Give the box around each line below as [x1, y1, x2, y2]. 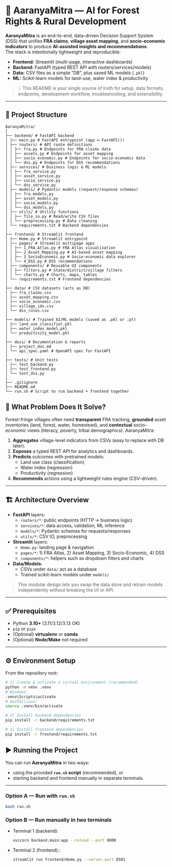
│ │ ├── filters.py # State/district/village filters [5, 268, 123, 273]
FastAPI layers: [12, 512, 45, 518]
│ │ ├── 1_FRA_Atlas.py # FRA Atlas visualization [5, 245, 116, 250]
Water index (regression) [20, 464, 73, 471]
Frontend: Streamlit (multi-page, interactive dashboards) [12, 58, 133, 65]
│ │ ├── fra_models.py [5, 191, 54, 196]
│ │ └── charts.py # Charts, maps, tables [5, 272, 97, 277]
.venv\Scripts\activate [5, 694, 56, 699]
